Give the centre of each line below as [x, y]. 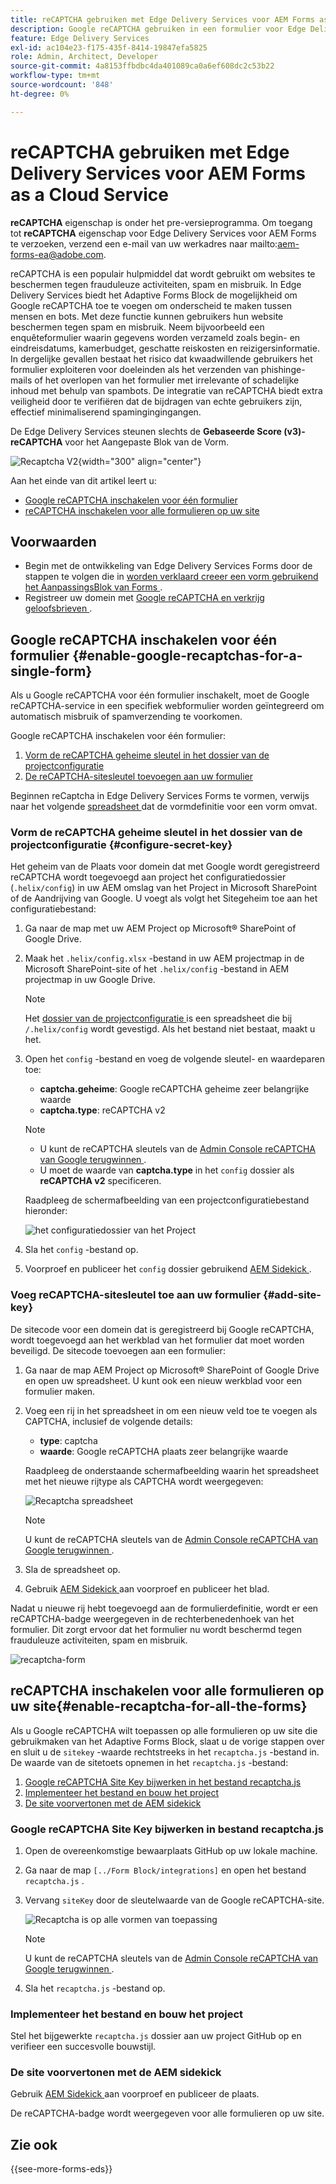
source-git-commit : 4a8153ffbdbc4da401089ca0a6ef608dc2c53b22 [142, 66]
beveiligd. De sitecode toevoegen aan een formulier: [118, 1350]
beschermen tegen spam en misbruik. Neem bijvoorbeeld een [137, 327]
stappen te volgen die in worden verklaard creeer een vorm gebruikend [171, 577]
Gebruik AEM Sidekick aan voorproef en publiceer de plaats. [135, 2094]
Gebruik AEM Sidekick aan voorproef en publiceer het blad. [147, 1588]
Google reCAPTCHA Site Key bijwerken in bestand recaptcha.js [167, 1829]
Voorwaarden [53, 541]
